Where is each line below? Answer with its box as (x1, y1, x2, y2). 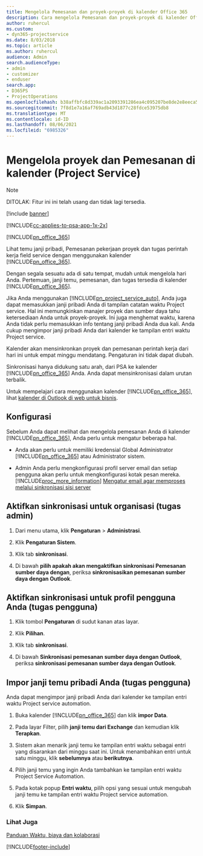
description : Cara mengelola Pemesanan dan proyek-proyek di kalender (6, 15, 188, 21)
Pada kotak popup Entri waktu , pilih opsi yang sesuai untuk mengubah (14, 784, 192, 792)
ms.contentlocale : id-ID (6, 116, 69, 122)
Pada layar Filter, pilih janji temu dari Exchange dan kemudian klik (14, 723, 179, 731)
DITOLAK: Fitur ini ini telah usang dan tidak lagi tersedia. (6, 198, 146, 205)
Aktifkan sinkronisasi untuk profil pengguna (6, 592, 176, 602)
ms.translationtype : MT (6, 110, 66, 116)
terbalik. (6, 376, 27, 383)
